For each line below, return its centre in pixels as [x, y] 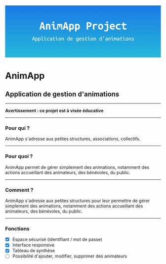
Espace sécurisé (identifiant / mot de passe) [57, 239]
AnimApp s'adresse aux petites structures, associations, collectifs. [73, 139]
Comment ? [19, 190]
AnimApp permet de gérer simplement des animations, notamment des [77, 167]
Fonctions [17, 228]
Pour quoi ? [19, 157]
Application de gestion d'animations [62, 94]
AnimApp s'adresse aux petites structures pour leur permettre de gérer [78, 201]
